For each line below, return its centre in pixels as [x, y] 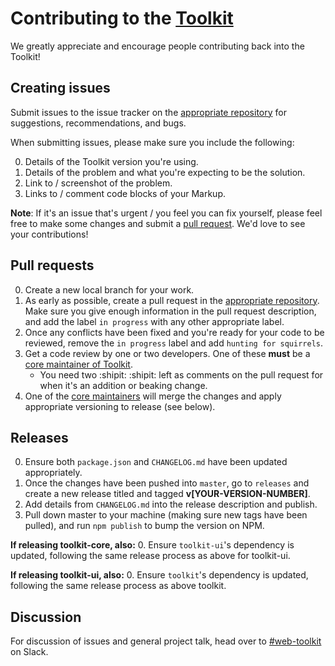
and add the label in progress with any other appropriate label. [154, 321]
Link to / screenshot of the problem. [98, 183]
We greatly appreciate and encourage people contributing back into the [157, 46]
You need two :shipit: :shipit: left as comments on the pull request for [181, 374]
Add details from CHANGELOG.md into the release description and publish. [171, 504]
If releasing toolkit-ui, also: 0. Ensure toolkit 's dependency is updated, [159, 575]
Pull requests [52, 265]
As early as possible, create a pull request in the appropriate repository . [172, 300]
